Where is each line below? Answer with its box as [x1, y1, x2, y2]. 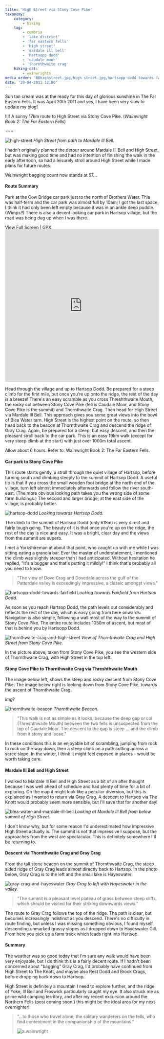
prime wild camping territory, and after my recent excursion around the [5, 994, 148, 1000]
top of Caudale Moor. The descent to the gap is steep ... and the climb [17, 726, 158, 732]
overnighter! [5, 1004, 30, 1010]
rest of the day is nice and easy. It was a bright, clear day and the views [5, 530, 149, 536]
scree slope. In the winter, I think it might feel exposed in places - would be [5, 751, 156, 757]
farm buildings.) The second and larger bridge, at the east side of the [5, 495, 144, 502]
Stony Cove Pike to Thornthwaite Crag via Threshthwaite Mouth [5, 666, 138, 671]
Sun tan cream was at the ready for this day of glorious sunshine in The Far [5, 93, 157, 99]
